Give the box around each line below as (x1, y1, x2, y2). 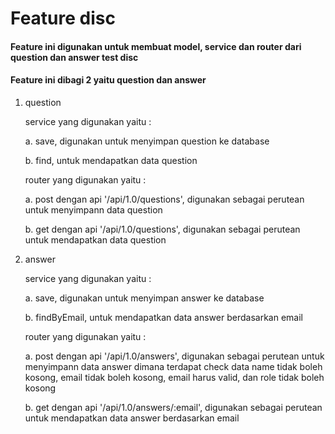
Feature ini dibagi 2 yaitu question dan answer (10, 74, 207, 86)
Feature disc (10, 7, 116, 30)
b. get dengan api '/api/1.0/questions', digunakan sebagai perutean (24, 223, 301, 235)
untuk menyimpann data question (24, 203, 163, 216)
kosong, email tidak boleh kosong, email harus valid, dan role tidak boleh (24, 371, 325, 383)
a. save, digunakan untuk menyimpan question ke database (24, 135, 270, 147)
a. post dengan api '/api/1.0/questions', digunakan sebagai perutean (24, 193, 305, 205)
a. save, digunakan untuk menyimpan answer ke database (24, 292, 265, 304)
